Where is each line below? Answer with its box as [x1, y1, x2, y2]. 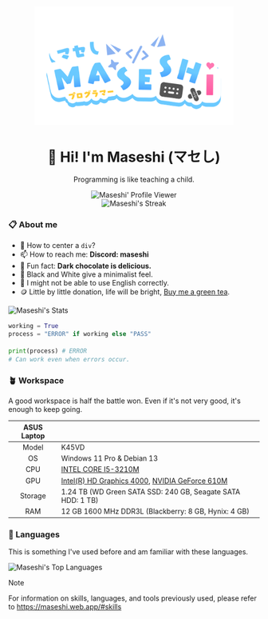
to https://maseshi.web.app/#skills [8, 602, 122, 612]
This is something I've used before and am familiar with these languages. [8, 547, 249, 557]
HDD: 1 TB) [61, 495, 99, 505]
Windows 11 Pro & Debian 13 [61, 453, 158, 463]
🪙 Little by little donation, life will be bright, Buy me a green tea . [19, 286, 230, 297]
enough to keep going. [8, 405, 83, 414]
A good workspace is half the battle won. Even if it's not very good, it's [8, 396, 241, 405]
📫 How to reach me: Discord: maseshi [19, 250, 149, 259]
